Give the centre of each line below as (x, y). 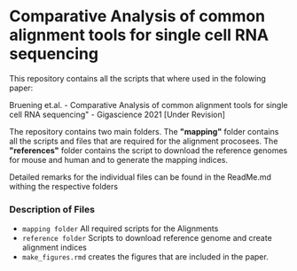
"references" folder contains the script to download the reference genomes (148, 150)
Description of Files (52, 209)
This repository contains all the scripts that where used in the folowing (137, 78)
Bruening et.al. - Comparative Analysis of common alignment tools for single (148, 105)
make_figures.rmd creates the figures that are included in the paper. (145, 257)
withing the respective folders (63, 186)
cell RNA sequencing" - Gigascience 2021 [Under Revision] (117, 114)
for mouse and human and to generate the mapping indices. (119, 159)
